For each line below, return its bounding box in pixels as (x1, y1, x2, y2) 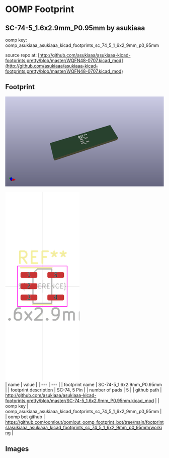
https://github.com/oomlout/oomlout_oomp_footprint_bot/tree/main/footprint (5, 419, 164, 425)
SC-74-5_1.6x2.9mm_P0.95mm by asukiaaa (5, 24, 145, 32)
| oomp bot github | (5, 414, 45, 420)
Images (5, 444, 29, 453)
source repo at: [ (5, 52, 40, 58)
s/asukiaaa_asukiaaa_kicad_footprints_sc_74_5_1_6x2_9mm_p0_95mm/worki (5, 425, 162, 431)
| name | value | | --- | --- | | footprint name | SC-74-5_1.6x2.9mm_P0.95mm (5, 382, 162, 388)
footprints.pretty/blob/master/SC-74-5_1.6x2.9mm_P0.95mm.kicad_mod (5, 397, 154, 404)
